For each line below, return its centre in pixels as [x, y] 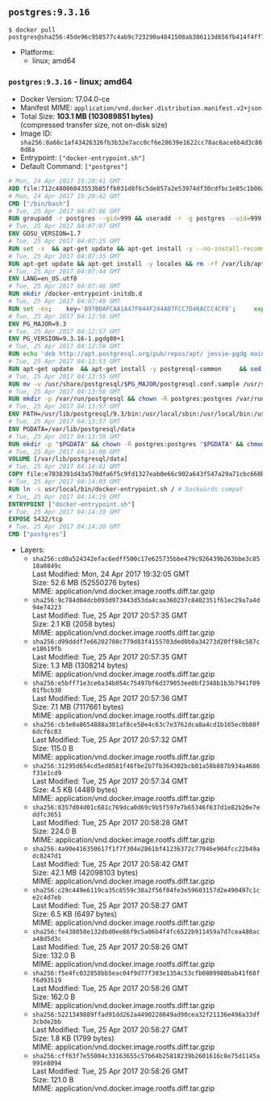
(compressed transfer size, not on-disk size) [94, 125]
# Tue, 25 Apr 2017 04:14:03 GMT [65, 482]
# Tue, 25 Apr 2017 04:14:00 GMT [65, 452]
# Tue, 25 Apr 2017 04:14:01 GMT [65, 467]
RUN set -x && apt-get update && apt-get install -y [101, 249]
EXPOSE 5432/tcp [35, 519]
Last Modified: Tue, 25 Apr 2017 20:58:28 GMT [110, 823]
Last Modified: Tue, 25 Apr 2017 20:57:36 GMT [110, 698]
